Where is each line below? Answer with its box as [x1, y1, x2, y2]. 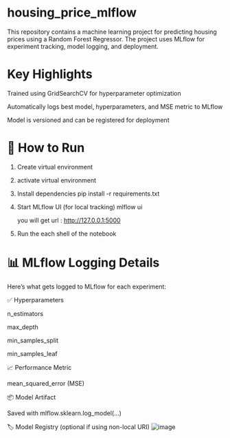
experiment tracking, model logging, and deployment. [7, 42, 159, 50]
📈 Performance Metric [7, 363, 72, 371]
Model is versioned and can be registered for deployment [7, 116, 170, 124]
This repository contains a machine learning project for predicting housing [7, 28, 218, 36]
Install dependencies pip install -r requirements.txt [16, 189, 160, 198]
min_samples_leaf [7, 349, 58, 357]
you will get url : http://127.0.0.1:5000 [16, 216, 122, 225]
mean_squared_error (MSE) [7, 379, 84, 387]
